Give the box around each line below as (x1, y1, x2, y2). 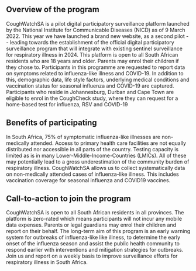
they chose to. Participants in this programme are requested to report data (6, 64, 185, 71)
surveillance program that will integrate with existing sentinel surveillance (6, 45, 183, 52)
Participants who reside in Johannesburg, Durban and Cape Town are (6, 88, 174, 95)
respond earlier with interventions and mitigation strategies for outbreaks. (6, 246, 184, 253)
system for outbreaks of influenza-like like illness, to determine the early (6, 234, 180, 241)
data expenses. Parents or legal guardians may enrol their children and (6, 221, 177, 228)
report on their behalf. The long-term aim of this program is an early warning (6, 228, 191, 235)
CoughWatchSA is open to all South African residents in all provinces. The (6, 209, 184, 216)
